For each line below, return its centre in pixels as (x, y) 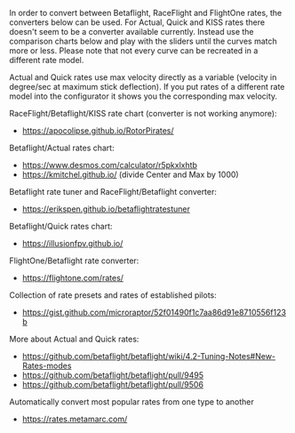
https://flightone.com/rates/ (73, 278)
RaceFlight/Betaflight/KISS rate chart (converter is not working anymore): (143, 113)
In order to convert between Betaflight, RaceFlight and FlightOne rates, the (146, 13)
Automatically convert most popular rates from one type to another (132, 402)
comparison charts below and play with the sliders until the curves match (143, 41)
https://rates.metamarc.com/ (75, 419)
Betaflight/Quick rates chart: (61, 226)
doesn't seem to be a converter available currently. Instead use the (132, 32)
